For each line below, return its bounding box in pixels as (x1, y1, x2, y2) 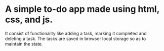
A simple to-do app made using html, (5, 3, 160, 15)
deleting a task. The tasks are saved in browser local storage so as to (5, 36, 146, 42)
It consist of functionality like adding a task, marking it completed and (5, 30, 147, 36)
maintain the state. (5, 41, 43, 47)
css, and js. (5, 14, 53, 25)
